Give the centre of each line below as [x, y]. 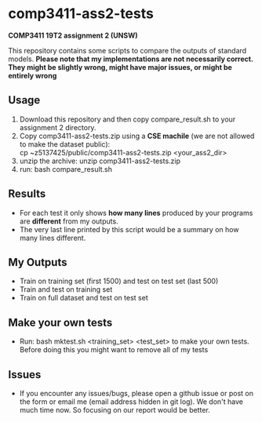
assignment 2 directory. [58, 127]
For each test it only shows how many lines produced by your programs [136, 213]
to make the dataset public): [65, 144]
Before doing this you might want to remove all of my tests [114, 350]
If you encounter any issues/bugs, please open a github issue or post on [136, 393]
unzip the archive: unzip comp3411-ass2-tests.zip [100, 161]
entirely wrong [33, 75]
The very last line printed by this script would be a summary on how [129, 229]
